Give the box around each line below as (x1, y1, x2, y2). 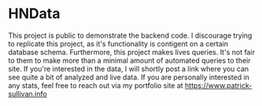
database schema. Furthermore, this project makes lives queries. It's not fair (8, 47, 256, 57)
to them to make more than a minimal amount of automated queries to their (8, 56, 251, 65)
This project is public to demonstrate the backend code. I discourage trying (8, 31, 253, 40)
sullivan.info (8, 89, 47, 98)
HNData (8, 5, 61, 23)
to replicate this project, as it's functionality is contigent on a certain (8, 38, 229, 48)
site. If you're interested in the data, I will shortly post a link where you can (8, 64, 249, 73)
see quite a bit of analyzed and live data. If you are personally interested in (8, 72, 250, 82)
